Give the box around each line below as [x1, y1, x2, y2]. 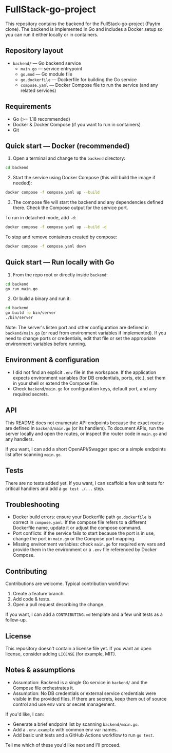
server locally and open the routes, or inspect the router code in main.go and [5, 430, 167, 437]
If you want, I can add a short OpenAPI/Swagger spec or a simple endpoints [5, 446, 166, 452]
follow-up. [5, 617, 27, 623]
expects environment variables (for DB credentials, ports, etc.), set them [12, 374, 166, 381]
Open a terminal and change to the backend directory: [12, 155, 126, 161]
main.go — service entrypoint [20, 65, 83, 71]
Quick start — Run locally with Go [5, 258, 114, 267]
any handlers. [5, 436, 34, 442]
